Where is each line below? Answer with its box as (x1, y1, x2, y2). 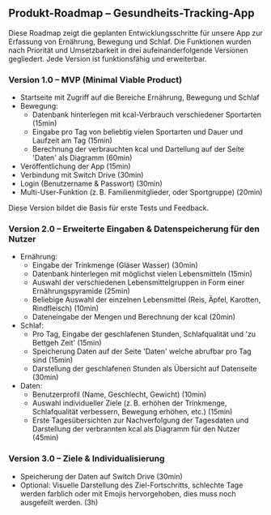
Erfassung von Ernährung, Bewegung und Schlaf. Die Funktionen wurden (8, 36, 252, 46)
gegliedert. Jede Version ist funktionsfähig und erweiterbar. (8, 54, 207, 63)
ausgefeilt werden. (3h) (19, 497, 99, 507)
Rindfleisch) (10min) (32, 303, 100, 313)
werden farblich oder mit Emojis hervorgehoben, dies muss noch (19, 488, 236, 498)
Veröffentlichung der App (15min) (19, 161, 131, 171)
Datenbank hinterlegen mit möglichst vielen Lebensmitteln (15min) (32, 269, 253, 279)
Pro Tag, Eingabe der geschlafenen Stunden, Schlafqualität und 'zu (32, 329, 256, 339)
